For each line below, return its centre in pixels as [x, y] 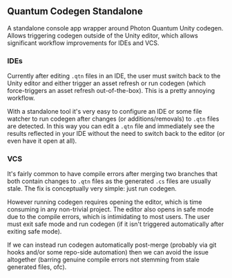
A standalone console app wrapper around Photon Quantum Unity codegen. [115, 28]
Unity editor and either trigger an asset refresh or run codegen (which [106, 83]
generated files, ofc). [37, 267]
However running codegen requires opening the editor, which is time [105, 202]
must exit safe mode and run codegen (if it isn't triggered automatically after [116, 224]
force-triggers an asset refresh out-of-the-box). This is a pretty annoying [111, 91]
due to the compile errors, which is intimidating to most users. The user [109, 217]
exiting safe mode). [35, 232]
